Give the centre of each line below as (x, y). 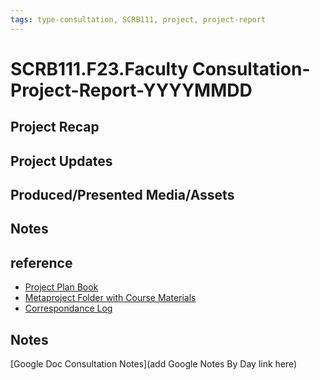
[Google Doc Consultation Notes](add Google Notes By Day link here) (154, 364)
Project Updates (61, 161)
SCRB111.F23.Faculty (99, 68)
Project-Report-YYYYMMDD (131, 90)
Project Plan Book (61, 287)
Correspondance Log (68, 308)
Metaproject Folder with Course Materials (110, 298)
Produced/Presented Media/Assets (122, 194)
